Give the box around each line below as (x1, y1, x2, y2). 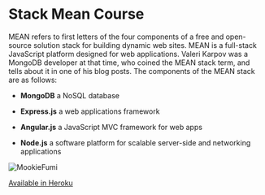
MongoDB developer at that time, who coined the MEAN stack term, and (8, 58, 250, 67)
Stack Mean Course (8, 5, 145, 24)
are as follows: (8, 75, 58, 84)
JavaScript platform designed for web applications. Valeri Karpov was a (8, 49, 249, 58)
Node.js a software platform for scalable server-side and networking (20, 137, 251, 147)
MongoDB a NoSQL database (20, 90, 120, 100)
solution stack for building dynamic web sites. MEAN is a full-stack (33, 40, 258, 50)
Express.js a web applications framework (20, 106, 160, 116)
